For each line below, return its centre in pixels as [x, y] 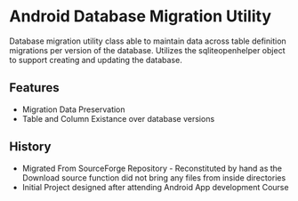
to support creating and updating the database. [96, 60]
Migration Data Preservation [74, 109]
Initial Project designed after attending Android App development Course [155, 187]
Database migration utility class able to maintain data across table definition [148, 41]
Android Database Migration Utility [140, 16]
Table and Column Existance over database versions [118, 118]
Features [34, 88]
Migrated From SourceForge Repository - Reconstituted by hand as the [152, 168]
